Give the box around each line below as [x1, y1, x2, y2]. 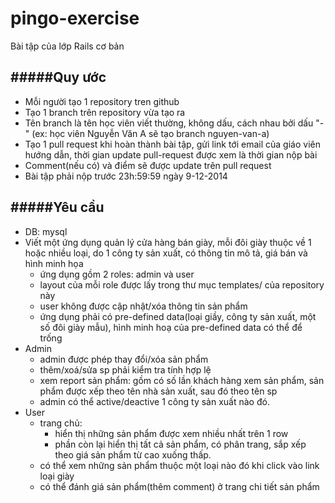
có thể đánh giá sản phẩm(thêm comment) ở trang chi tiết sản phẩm [39, 480, 320, 492]
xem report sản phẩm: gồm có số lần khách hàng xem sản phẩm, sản [39, 374, 325, 386]
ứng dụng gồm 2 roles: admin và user [39, 268, 195, 280]
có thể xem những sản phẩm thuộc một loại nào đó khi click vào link [39, 459, 320, 471]
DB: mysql [24, 225, 68, 237]
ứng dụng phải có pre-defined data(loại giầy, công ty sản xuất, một [39, 310, 317, 322]
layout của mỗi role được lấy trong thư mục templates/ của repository [39, 278, 325, 291]
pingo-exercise [10, 7, 140, 30]
